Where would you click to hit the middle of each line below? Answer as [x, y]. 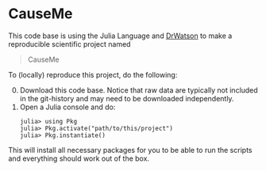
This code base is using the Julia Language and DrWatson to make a [120, 36]
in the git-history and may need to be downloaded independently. [127, 98]
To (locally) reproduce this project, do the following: [93, 74]
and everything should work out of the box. [79, 158]
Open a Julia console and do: [67, 107]
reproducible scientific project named [69, 44]
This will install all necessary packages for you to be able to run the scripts [130, 150]
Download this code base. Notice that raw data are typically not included [139, 90]
